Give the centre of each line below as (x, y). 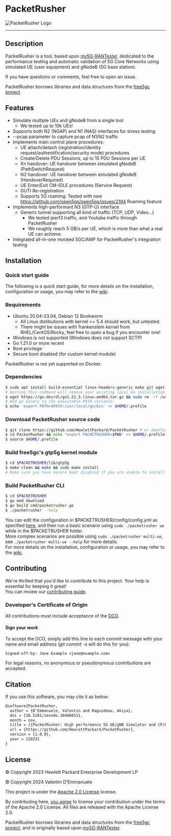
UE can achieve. (45, 234)
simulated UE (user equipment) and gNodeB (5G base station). (71, 67)
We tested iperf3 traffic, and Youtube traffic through (82, 217)
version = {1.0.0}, (31, 734)
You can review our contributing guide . (46, 592)
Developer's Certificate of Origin (47, 605)
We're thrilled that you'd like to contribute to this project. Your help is (77, 580)
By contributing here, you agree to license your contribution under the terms (85, 801)
